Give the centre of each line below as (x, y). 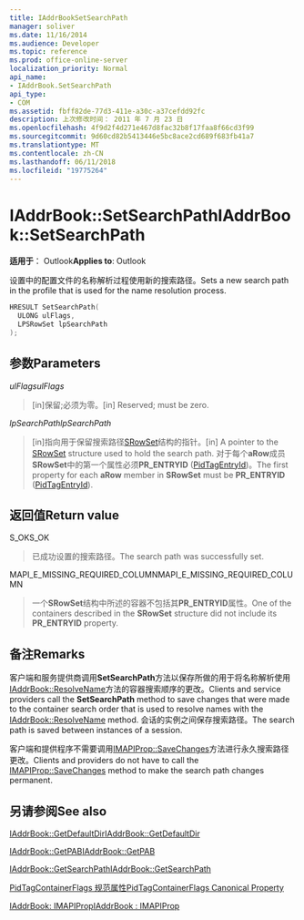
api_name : (28, 77)
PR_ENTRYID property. (75, 623)
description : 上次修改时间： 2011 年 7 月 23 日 (96, 119)
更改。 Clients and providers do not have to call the (104, 761)
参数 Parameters (55, 364)
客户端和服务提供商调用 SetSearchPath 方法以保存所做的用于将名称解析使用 (150, 678)
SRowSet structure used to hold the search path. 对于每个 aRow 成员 (158, 453)
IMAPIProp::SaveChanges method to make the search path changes (137, 771)
